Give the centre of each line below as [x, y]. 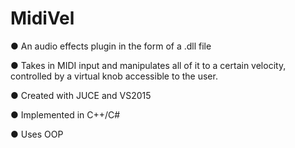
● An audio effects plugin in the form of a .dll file [111, 46]
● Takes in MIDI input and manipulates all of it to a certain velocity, [148, 65]
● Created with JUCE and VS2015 [81, 95]
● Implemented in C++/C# [65, 114]
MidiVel [42, 18]
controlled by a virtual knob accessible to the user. [114, 76]
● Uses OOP [37, 134]
